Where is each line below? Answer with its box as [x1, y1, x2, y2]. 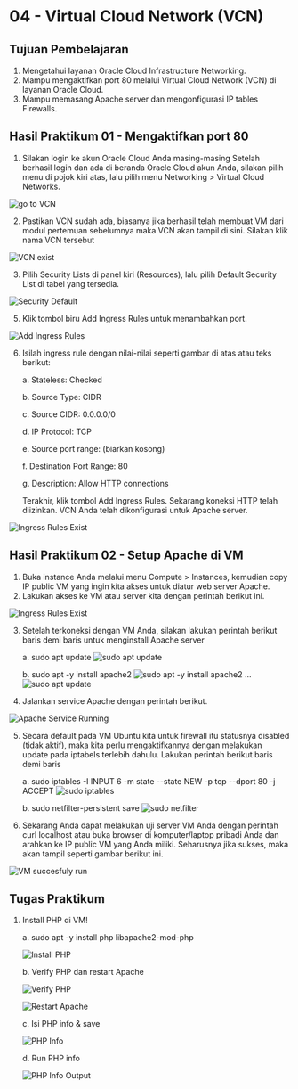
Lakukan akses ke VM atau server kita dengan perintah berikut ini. [21, 590, 265, 601]
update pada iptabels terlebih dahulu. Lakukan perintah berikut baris [21, 749, 273, 759]
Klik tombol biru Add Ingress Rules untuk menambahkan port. [21, 313, 247, 323]
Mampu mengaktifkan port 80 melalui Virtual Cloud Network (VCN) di [21, 75, 277, 86]
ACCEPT [21, 785, 54, 796]
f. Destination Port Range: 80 [21, 461, 129, 471]
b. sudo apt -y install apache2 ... [21, 668, 252, 679]
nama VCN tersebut [21, 234, 95, 245]
